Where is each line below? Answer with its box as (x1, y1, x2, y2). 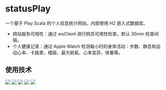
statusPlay (5, 3, 51, 14)
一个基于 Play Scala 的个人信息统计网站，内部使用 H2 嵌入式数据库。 (5, 20, 148, 26)
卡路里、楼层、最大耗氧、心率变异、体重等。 (30, 49, 123, 55)
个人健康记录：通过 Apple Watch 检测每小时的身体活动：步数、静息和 (12, 43, 156, 49)
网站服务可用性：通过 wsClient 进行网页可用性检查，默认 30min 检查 (12, 30, 154, 36)
